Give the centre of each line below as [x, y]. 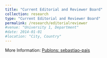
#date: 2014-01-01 [23, 32]
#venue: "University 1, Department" [42, 28]
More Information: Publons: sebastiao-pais [48, 50]
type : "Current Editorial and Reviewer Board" [53, 18]
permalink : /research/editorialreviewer [46, 23]
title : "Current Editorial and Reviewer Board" [54, 9]
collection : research [27, 14]
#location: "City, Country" [33, 37]
